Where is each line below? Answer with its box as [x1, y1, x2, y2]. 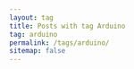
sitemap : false [9, 47, 66, 56]
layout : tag [9, 13, 54, 22]
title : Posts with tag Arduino [9, 22, 126, 30]
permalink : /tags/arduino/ [9, 38, 110, 47]
